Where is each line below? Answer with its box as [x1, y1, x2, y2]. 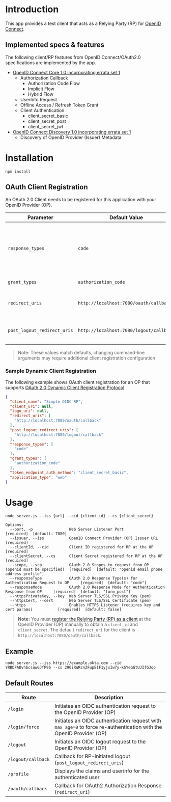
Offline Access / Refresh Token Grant [20, 102, 99, 108]
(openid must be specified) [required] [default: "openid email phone [5, 567, 163, 572]
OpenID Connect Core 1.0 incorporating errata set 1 [12, 69, 121, 75]
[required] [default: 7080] [5, 531, 67, 537]
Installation [5, 152, 54, 163]
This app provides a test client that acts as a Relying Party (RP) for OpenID [5, 20, 161, 26]
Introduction [5, 4, 59, 15]
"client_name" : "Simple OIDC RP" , [10, 399, 83, 404]
